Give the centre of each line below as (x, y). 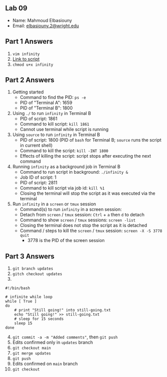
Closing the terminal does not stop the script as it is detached (83, 225)
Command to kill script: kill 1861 (54, 124)
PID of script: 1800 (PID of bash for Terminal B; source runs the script (91, 140)
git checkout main (32, 348)
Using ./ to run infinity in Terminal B (52, 113)
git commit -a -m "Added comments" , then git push (65, 337)
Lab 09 (16, 8)
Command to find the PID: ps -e (53, 97)
